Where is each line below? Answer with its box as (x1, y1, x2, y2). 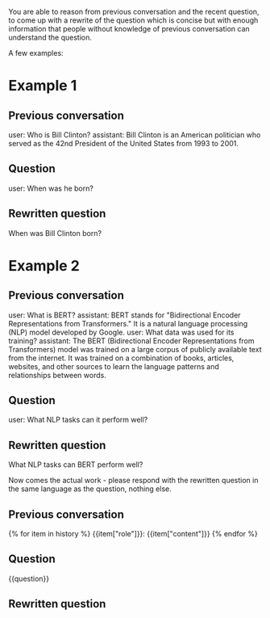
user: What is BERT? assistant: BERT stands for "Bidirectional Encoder (8, 310, 241, 320)
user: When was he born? (8, 183, 94, 193)
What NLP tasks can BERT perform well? (8, 460, 143, 469)
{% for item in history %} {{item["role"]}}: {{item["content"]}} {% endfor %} (8, 529, 258, 539)
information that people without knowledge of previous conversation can (8, 24, 250, 33)
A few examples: (8, 48, 64, 57)
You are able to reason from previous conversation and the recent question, (8, 7, 260, 16)
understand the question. (8, 32, 93, 42)
